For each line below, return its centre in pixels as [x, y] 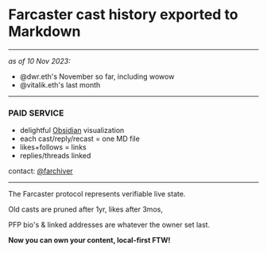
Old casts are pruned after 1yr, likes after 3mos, [85, 209]
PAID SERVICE [36, 113]
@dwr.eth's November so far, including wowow [97, 76]
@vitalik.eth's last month [60, 84]
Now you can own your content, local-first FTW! [89, 240]
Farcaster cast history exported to [123, 15]
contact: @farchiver [41, 171]
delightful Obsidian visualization [72, 130]
